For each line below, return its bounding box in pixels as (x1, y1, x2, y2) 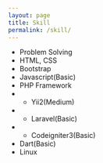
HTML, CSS (19, 56, 57, 65)
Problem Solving (19, 48, 73, 57)
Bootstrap (19, 64, 51, 74)
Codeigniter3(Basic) (30, 131, 96, 140)
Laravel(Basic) (30, 114, 78, 124)
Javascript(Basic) (19, 72, 76, 82)
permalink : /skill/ (8, 26, 72, 34)
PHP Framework (19, 81, 72, 90)
